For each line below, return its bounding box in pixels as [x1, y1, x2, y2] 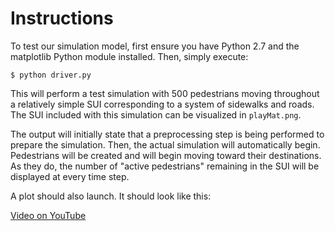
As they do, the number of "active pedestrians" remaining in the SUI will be [10, 160, 320, 172]
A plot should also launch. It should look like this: [10, 190, 212, 202]
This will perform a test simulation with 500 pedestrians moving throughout [10, 87, 320, 99]
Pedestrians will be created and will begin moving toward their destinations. [10, 149, 322, 161]
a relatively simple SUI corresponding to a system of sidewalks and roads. [10, 98, 315, 110]
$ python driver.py [10, 70, 92, 80]
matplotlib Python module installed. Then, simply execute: [10, 50, 249, 62]
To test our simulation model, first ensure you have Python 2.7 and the [10, 40, 300, 52]
